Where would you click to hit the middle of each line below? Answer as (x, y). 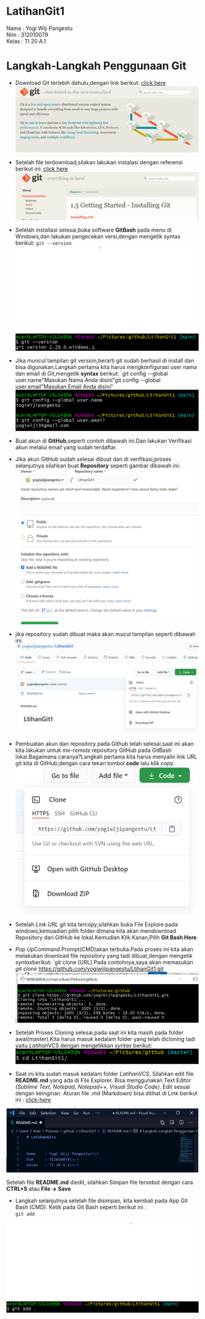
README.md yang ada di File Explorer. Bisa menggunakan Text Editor (103, 1081)
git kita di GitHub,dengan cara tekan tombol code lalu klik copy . (95, 763)
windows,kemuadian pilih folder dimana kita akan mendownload (95, 931)
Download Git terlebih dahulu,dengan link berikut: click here (90, 83)
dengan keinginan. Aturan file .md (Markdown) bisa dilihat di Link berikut (106, 1093)
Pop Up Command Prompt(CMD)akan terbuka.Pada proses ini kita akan (104, 949)
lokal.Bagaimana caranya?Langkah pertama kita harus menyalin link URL (106, 757)
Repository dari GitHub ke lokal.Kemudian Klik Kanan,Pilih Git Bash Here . (106, 938)
